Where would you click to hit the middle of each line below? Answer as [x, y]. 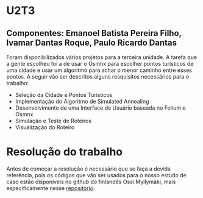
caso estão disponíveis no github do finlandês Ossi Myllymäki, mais [91, 182]
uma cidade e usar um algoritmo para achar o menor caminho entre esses [99, 70]
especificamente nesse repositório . [51, 188]
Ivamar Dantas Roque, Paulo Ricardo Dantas [91, 42]
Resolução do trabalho [65, 152]
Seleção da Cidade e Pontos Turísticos [64, 95]
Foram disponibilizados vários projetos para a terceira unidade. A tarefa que [101, 57]
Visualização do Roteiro [45, 127]
